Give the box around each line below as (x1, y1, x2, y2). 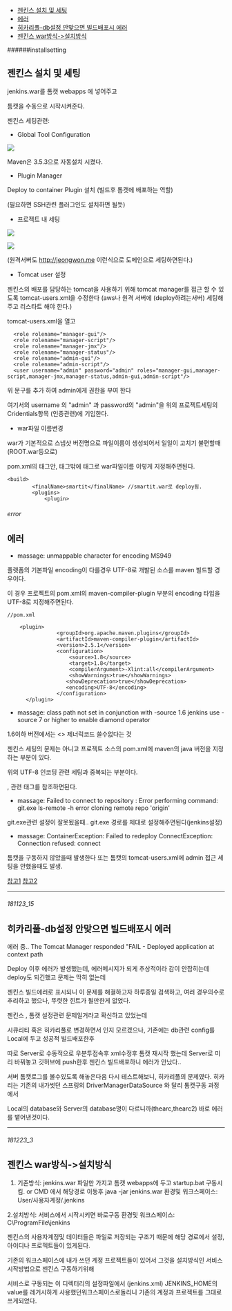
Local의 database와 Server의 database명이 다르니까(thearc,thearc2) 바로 (7, 1104, 211, 1113)
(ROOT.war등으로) (7, 447, 58, 455)
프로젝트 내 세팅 (17, 215, 60, 223)
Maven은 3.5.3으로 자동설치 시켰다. (7, 158, 104, 166)
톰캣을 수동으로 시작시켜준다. (7, 102, 85, 110)
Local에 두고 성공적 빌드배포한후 (7, 1035, 95, 1043)
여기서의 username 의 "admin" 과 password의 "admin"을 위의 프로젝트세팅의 (7, 400, 218, 409)
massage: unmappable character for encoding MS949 (17, 551, 172, 560)
